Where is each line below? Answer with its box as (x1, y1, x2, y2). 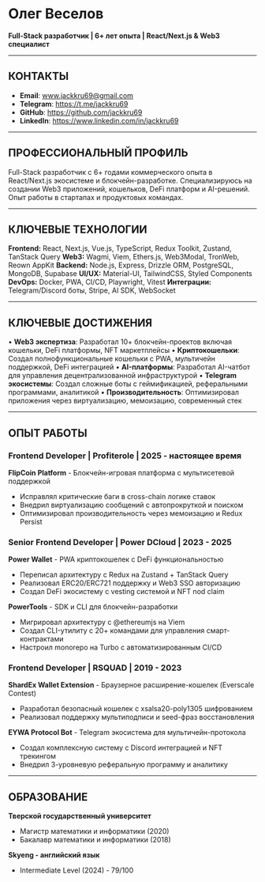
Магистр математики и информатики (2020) (19, 827, 170, 836)
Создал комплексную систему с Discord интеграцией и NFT (19, 743, 223, 752)
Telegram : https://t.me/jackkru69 (19, 99, 129, 108)
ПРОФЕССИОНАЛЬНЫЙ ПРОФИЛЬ (8, 146, 188, 160)
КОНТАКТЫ (8, 70, 69, 83)
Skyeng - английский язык (8, 850, 100, 860)
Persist (19, 517, 43, 526)
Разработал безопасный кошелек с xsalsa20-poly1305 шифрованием (19, 704, 253, 714)
